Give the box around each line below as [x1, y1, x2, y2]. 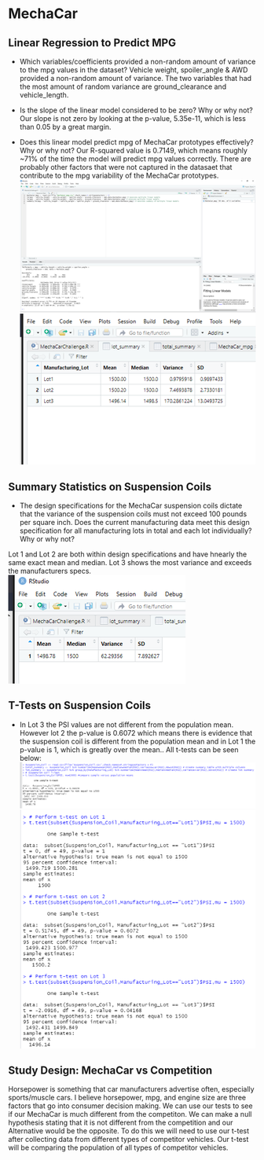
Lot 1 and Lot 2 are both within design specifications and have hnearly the [8, 549, 247, 559]
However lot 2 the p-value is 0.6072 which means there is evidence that [19, 728, 253, 737]
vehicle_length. [19, 90, 69, 99]
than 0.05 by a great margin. [19, 123, 112, 131]
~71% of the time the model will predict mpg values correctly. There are [19, 154, 251, 163]
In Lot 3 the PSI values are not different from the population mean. [19, 720, 234, 729]
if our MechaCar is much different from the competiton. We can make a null [8, 1110, 252, 1119]
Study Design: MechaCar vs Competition [8, 1064, 213, 1077]
